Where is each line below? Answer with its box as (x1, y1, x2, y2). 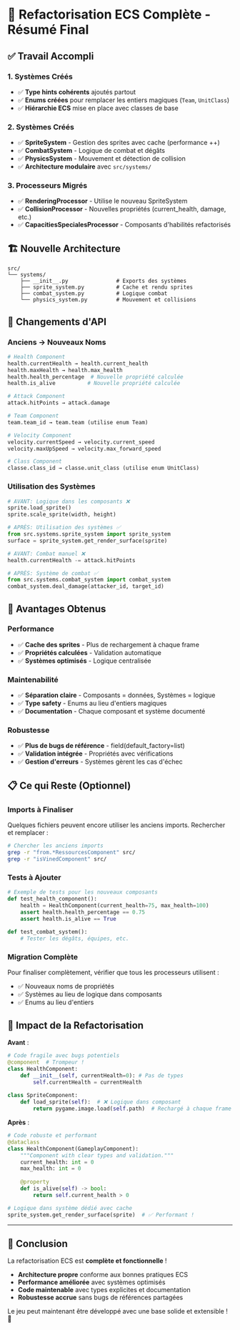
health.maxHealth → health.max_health (7, 366, 123, 374)
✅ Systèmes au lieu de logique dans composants (17, 990, 162, 999)
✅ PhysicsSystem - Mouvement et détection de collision (17, 154, 186, 163)
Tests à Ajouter (7, 872, 61, 882)
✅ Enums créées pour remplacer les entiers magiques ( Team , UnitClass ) (17, 96, 230, 104)
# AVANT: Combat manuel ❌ (7, 550, 86, 557)
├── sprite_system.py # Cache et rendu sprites (20, 284, 194, 291)
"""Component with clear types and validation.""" (20, 1151, 174, 1159)
